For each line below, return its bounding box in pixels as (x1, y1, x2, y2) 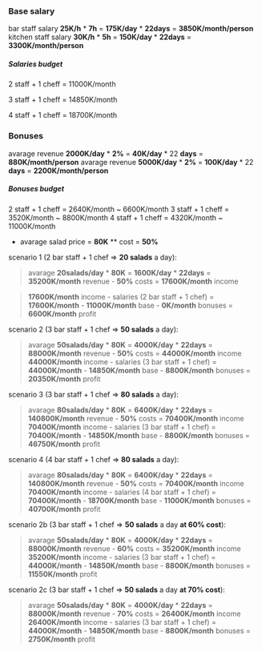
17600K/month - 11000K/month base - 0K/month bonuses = (27, 300, 234, 310)
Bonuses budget (8, 184, 65, 194)
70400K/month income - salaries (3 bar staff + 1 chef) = (27, 422, 216, 432)
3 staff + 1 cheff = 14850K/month (8, 95, 118, 105)
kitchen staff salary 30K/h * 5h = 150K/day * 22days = (8, 32, 192, 42)
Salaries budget (8, 58, 63, 69)
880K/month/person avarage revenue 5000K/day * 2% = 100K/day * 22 (8, 157, 254, 167)
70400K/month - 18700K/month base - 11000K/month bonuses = (27, 495, 252, 505)
